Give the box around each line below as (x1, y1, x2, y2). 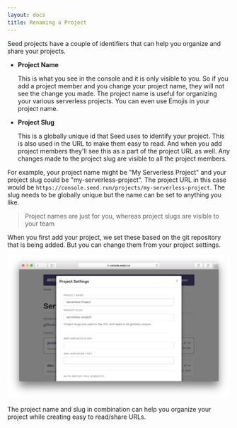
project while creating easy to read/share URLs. (7, 412, 146, 421)
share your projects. (7, 47, 66, 55)
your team (24, 219, 55, 228)
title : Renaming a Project (7, 18, 87, 26)
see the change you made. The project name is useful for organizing (17, 89, 217, 98)
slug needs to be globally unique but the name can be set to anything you (7, 190, 221, 199)
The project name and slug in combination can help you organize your (7, 405, 212, 413)
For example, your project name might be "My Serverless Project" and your (7, 168, 227, 176)
